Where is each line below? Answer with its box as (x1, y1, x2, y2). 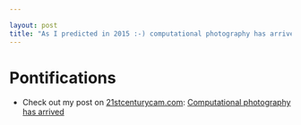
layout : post (9, 21, 58, 29)
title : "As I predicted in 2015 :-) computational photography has (9, 29, 267, 38)
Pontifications (9, 68, 116, 87)
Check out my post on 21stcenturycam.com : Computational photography (21, 97, 291, 108)
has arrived (21, 106, 64, 117)
